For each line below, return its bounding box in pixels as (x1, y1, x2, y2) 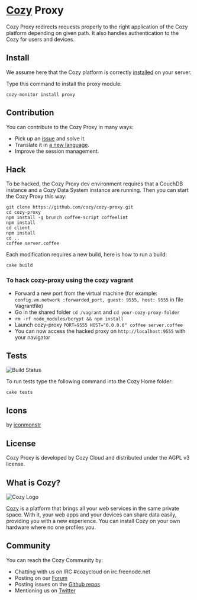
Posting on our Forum (14, 574, 68, 581)
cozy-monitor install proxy (6, 91, 76, 98)
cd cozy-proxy (6, 210, 41, 216)
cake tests (6, 389, 33, 396)
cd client (6, 225, 31, 231)
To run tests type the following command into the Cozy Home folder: (6, 378, 173, 385)
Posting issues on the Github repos (14, 580, 101, 588)
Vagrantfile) (14, 302, 43, 309)
